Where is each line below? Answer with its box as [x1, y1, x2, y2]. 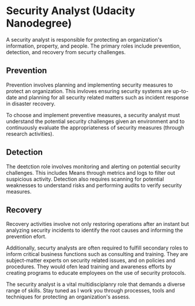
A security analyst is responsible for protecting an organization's [6, 36, 163, 43]
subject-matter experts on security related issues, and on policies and [6, 257, 176, 264]
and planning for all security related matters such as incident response [18, 94, 189, 101]
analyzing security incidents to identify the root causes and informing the [6, 227, 183, 234]
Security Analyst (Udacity [6, 4, 136, 18]
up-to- [172, 87, 189, 95]
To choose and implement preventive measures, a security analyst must [6, 111, 180, 118]
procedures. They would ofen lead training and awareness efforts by [6, 263, 172, 270]
